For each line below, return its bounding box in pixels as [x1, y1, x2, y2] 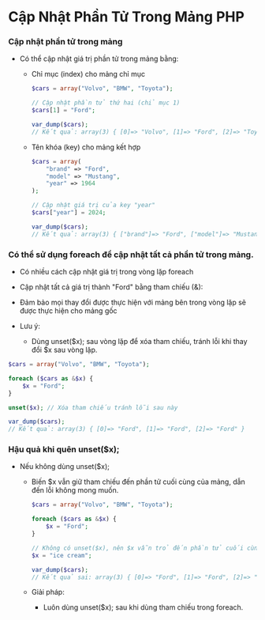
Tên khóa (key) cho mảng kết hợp [31, 142, 141, 152]
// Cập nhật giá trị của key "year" [31, 202, 156, 210]
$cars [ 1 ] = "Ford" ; [31, 107, 96, 115]
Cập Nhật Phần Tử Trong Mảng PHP [8, 8, 244, 26]
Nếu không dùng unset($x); [19, 462, 110, 471]
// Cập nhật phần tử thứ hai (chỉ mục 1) [31, 99, 181, 107]
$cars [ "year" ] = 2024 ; [31, 209, 106, 217]
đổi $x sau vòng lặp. [31, 345, 98, 355]
